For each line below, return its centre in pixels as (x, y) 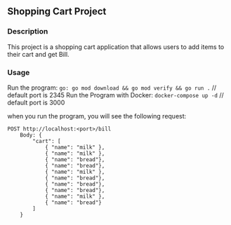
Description (28, 32)
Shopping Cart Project (57, 12)
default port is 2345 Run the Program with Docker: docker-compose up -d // (115, 95)
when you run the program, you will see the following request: (97, 116)
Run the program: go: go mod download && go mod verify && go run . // (112, 88)
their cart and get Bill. (38, 54)
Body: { (31, 135)
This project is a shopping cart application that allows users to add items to (116, 47)
